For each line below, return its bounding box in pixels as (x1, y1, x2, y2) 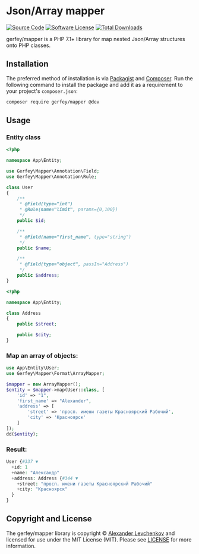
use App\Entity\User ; (6, 365, 60, 371)
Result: (6, 445, 27, 453)
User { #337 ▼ (6, 459, 39, 465)
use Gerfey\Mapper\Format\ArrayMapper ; (6, 371, 105, 377)
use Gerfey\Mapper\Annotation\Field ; (6, 168, 100, 174)
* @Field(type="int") (19, 201, 73, 207)
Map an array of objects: (6, 351, 78, 359)
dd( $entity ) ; (6, 431, 39, 437)
